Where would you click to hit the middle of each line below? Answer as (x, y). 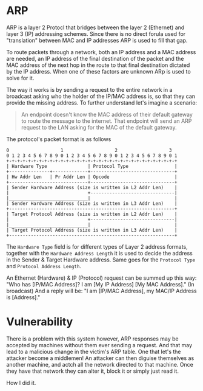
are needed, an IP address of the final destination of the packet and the (95, 58)
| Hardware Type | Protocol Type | (92, 166)
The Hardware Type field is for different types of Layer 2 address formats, (97, 246)
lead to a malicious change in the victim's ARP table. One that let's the (94, 351)
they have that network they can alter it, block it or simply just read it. (92, 371)
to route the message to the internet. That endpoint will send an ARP (106, 121)
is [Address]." (23, 297)
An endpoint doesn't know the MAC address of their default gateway (107, 114)
